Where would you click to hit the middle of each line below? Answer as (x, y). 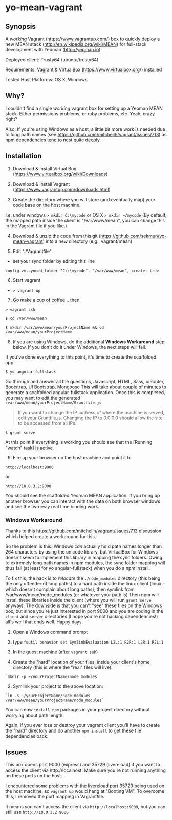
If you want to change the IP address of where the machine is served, (91, 412)
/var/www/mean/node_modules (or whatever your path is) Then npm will (82, 594)
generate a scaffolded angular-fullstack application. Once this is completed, (85, 392)
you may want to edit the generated (43, 398)
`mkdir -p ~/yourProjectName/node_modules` (52, 676)
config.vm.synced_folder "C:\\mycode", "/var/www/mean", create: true (82, 271)
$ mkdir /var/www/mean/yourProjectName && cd (55, 327)
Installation (24, 156)
